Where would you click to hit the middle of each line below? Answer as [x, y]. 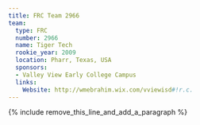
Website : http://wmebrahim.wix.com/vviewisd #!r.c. [108, 90]
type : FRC [31, 30]
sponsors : [31, 68]
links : [26, 82]
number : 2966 [37, 38]
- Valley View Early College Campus [76, 75]
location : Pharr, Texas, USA [63, 61]
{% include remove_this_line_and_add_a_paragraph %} [98, 112]
